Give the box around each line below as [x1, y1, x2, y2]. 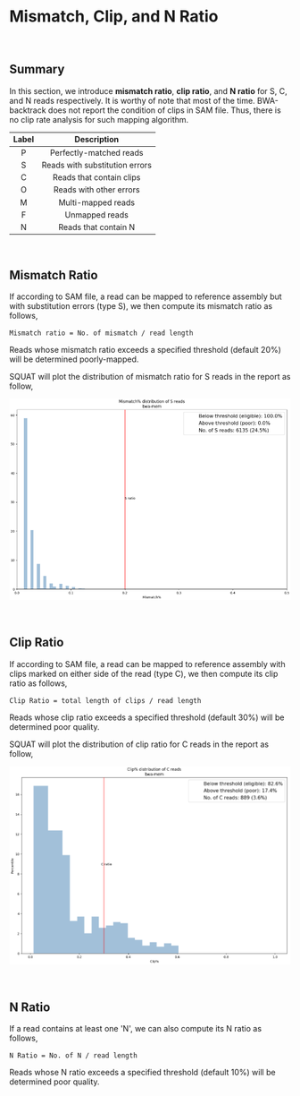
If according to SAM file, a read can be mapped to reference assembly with [9, 658, 286, 669]
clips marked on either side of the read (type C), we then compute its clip [9, 668, 279, 679]
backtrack [9, 105, 46, 116]
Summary [9, 62, 65, 77]
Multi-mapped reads [58, 197, 136, 208]
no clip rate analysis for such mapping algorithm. [9, 114, 189, 124]
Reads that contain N [57, 222, 136, 232]
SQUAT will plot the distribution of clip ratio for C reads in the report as [9, 739, 270, 749]
